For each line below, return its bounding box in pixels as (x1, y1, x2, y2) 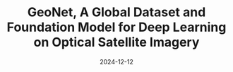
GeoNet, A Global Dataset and (27, 4, 206, 20)
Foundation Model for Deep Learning (6, 19, 227, 35)
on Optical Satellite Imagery (33, 35, 200, 50)
